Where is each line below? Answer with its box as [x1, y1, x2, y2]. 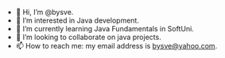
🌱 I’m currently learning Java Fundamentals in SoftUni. [15, 24, 195, 33]
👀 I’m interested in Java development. [15, 16, 139, 25]
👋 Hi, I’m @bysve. [15, 8, 74, 16]
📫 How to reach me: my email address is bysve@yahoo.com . [15, 42, 218, 50]
